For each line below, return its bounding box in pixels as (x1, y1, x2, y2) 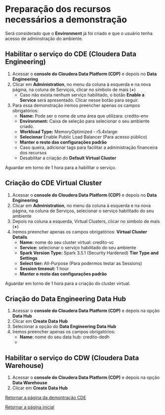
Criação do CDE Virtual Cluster (5, 179, 102, 187)
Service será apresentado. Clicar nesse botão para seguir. (19, 97, 139, 103)
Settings (19, 255, 38, 261)
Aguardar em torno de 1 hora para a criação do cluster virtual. (5, 280, 131, 286)
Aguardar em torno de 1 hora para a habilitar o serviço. (5, 164, 117, 170)
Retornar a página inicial (5, 404, 54, 410)
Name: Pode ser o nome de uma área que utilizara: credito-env (19, 113, 149, 119)
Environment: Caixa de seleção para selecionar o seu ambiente (19, 118, 150, 124)
